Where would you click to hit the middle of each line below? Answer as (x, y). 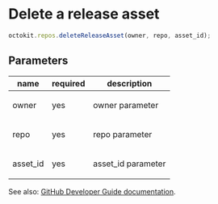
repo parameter (122, 134)
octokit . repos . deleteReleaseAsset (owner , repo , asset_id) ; (110, 35)
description (130, 83)
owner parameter (126, 105)
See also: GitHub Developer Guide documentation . (92, 191)
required (68, 83)
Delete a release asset (84, 14)
